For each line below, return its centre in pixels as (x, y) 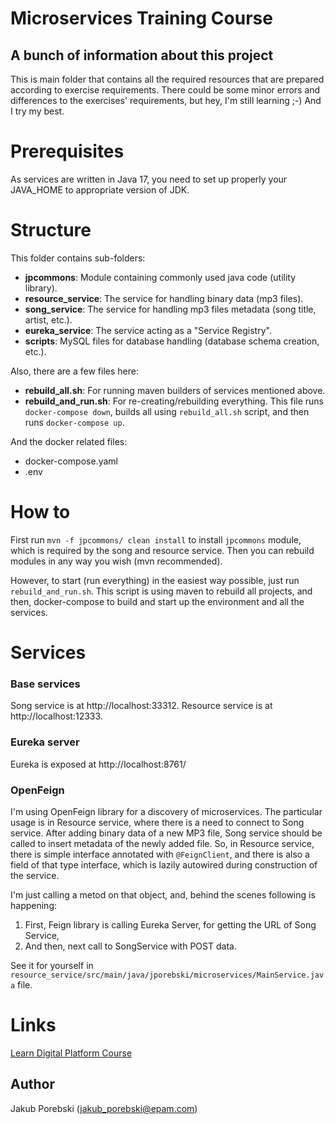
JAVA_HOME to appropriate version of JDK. (100, 189)
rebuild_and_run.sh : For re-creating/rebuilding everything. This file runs (174, 401)
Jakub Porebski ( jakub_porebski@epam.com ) (104, 1108)
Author (32, 1084)
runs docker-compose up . (74, 422)
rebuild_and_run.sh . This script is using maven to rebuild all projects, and (161, 591)
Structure (51, 230)
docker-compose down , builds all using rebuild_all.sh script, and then (167, 411)
